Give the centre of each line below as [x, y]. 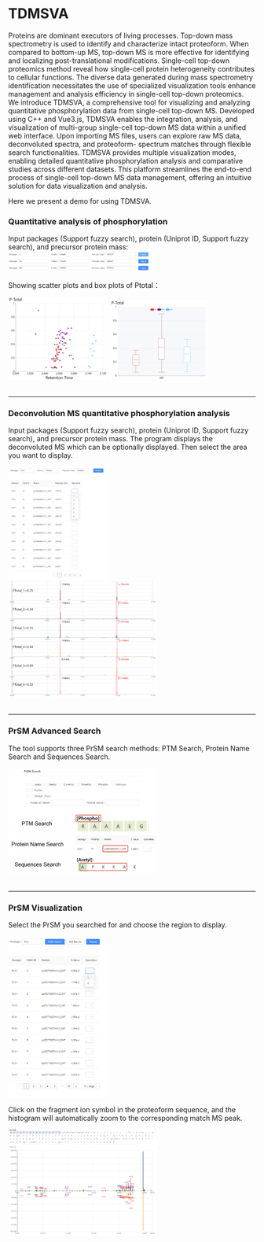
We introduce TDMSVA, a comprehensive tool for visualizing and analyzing [129, 102]
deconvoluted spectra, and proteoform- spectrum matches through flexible [130, 144]
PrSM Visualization [45, 908]
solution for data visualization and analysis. [78, 186]
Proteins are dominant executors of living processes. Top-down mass [121, 35]
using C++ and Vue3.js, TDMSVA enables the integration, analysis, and [123, 119]
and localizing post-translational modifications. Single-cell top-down [119, 61]
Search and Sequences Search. [59, 757]
